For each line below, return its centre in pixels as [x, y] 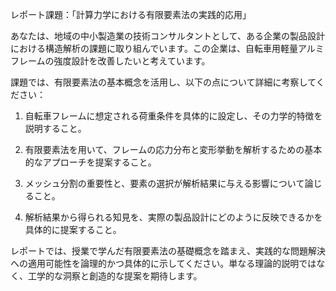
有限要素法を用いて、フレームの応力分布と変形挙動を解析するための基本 [173, 149]
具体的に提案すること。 [73, 229]
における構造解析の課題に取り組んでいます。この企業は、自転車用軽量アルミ [167, 48]
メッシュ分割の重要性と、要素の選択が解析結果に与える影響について [164, 183]
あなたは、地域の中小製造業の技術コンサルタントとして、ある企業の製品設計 [167, 36]
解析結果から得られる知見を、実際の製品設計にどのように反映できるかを [173, 217]
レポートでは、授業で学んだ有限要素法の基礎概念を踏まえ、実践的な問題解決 [168, 251]
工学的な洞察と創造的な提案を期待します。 [115, 276]
